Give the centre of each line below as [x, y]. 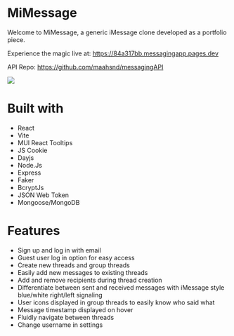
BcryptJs [31, 187]
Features [34, 231]
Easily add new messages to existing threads [83, 272]
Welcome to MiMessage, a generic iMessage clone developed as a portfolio [117, 32]
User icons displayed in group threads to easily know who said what [116, 302]
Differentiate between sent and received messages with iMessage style [121, 287]
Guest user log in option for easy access [76, 257]
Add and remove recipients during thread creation [90, 280]
